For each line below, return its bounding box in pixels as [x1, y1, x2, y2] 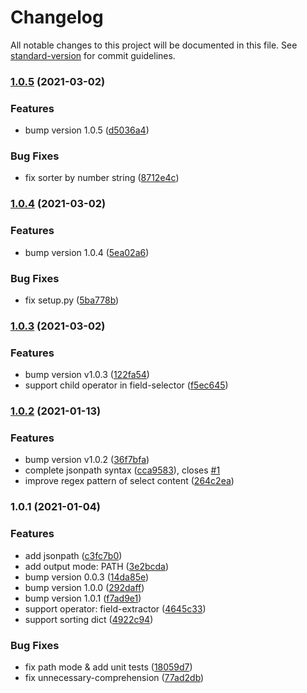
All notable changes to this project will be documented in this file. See [10, 39, 298, 51]
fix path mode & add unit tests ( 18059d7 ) [24, 661, 193, 673]
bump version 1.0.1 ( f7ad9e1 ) [24, 592, 142, 604]
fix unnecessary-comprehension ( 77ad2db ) [24, 671, 205, 683]
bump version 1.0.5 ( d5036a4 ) [24, 124, 150, 136]
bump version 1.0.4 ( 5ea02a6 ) [24, 246, 150, 258]
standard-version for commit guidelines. [10, 49, 176, 61]
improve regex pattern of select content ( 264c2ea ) [24, 475, 235, 487]
